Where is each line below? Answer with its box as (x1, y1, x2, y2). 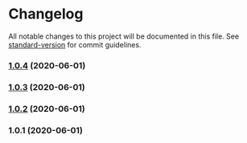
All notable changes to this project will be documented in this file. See (8, 31, 240, 41)
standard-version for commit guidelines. (8, 39, 142, 49)
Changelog (8, 5, 84, 23)
